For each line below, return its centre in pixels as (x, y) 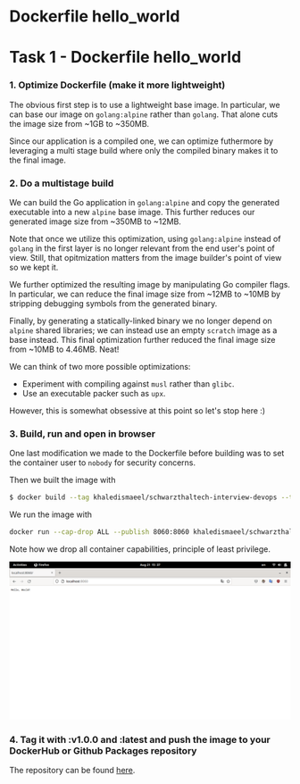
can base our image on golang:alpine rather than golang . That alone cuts (144, 114)
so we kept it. (34, 267)
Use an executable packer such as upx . (94, 393)
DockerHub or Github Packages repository (103, 750)
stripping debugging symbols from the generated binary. (113, 303)
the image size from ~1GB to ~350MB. (79, 123)
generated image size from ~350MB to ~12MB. (95, 221)
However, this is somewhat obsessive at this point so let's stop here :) (137, 410)
